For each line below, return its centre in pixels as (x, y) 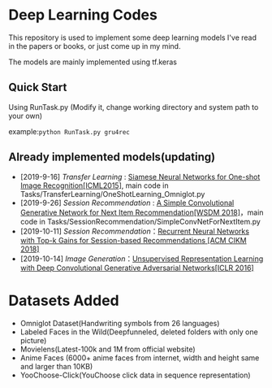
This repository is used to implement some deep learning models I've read (133, 37)
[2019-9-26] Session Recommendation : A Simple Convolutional (127, 203)
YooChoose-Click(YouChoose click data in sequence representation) (135, 375)
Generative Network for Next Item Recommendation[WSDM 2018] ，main (142, 212)
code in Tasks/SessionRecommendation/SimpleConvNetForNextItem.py (140, 221)
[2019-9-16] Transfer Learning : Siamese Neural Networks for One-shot (140, 177)
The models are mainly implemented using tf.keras (93, 62)
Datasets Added (64, 301)
